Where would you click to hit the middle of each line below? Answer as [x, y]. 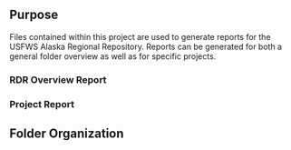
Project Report [42, 104]
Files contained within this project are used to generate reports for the [140, 36]
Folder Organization [67, 134]
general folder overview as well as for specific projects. [113, 56]
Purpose [34, 15]
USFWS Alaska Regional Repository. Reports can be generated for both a [146, 46]
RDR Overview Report [58, 79]
